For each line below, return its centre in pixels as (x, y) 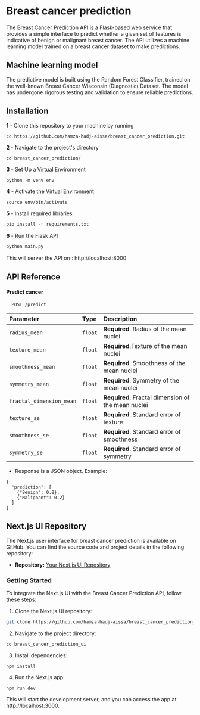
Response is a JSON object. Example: (61, 471)
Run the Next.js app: (40, 677)
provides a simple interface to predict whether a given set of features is (94, 33)
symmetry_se (26, 452)
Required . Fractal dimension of (146, 397)
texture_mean (28, 349)
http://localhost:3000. (33, 705)
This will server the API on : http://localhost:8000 (66, 258)
